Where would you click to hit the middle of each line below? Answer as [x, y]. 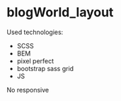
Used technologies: [35, 32]
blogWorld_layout [60, 12]
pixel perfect [35, 60]
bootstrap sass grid [45, 68]
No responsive [28, 90]
